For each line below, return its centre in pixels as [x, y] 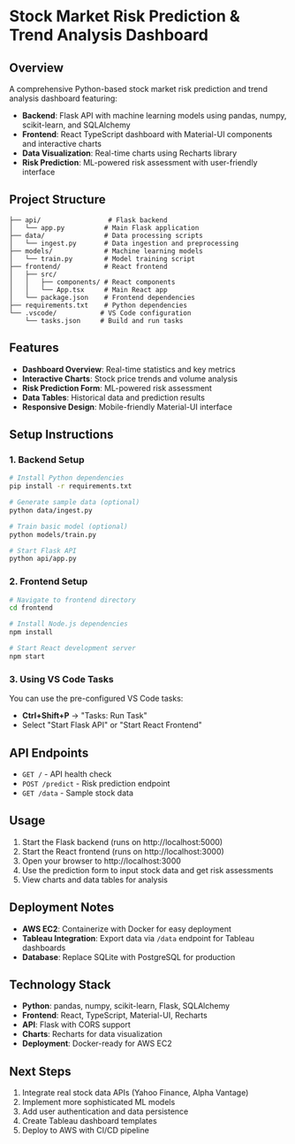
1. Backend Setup [47, 459]
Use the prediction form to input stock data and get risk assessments [147, 870]
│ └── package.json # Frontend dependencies [102, 297]
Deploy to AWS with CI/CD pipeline [86, 1131]
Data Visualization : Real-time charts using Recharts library [129, 153]
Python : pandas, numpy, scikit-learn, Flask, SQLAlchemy [126, 1006]
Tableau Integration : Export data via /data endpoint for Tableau [138, 938]
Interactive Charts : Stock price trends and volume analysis [130, 379]
